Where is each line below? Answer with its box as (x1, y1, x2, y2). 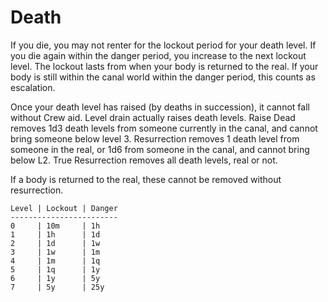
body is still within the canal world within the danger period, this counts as (10, 71, 316, 83)
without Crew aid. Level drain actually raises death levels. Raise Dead (10, 111, 296, 123)
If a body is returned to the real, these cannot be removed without (10, 173, 282, 185)
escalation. (10, 81, 56, 93)
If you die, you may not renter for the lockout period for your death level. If (10, 39, 317, 51)
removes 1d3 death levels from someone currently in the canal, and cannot (10, 122, 318, 134)
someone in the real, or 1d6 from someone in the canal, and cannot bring (10, 143, 310, 155)
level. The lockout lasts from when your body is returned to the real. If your (10, 60, 319, 72)
